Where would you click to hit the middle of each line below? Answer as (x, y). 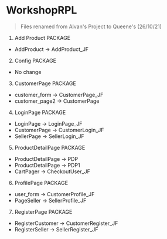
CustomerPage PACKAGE (45, 83)
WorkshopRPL (42, 10)
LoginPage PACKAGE (40, 112)
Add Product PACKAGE (42, 38)
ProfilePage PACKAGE (41, 183)
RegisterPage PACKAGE (43, 211)
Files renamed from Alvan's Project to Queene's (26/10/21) (91, 26)
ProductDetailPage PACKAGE (50, 147)
